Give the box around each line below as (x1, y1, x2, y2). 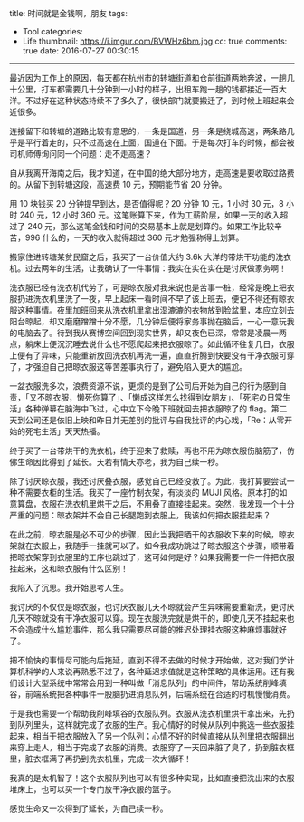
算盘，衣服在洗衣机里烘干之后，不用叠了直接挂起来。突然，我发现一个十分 (16, 498, 295, 509)
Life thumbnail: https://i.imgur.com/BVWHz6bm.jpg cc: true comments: (22, 35, 288, 46)
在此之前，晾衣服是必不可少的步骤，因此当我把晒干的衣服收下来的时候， (9, 529, 279, 539)
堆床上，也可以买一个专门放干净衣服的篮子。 (9, 784, 176, 795)
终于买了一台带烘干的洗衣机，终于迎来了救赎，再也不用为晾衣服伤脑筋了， (9, 445, 287, 456)
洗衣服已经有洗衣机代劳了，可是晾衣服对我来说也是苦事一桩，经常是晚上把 (9, 282, 287, 293)
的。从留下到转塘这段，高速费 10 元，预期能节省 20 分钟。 (9, 179, 227, 189)
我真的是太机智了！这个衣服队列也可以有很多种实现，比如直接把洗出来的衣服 (9, 773, 295, 783)
